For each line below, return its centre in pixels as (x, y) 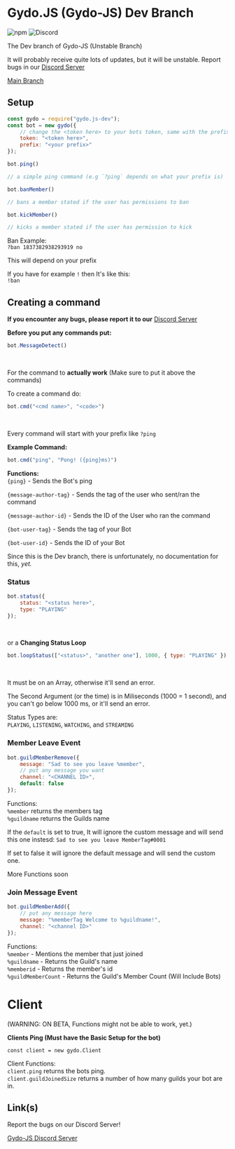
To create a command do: (44, 394)
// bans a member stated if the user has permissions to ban (98, 202)
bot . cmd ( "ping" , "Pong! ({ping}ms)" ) (62, 460)
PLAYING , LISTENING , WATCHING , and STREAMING (71, 725)
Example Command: (37, 447)
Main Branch (26, 80)
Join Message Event (43, 892)
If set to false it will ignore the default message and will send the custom (111, 853)
